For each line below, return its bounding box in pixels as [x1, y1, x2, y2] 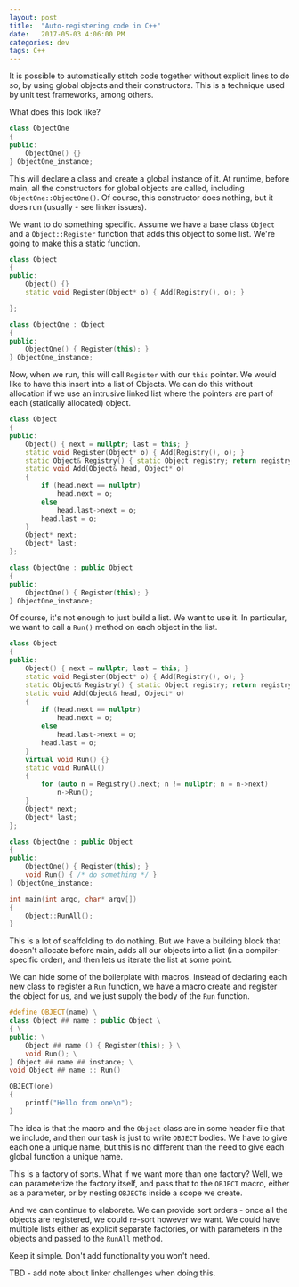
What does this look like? [9, 107, 101, 117]
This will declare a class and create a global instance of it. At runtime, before [9, 173, 290, 183]
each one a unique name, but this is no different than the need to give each [9, 1141, 285, 1153]
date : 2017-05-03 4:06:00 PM [9, 29, 125, 38]
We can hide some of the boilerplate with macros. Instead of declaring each [9, 972, 287, 983]
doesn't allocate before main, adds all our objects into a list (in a [9, 945, 244, 956]
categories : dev [9, 37, 69, 47]
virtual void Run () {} [25, 755, 109, 764]
